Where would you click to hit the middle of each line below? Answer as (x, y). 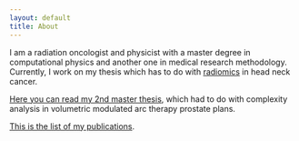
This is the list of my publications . (72, 126)
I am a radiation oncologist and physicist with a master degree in (130, 52)
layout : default (40, 18)
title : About (34, 26)
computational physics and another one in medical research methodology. (149, 62)
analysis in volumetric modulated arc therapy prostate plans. (123, 108)
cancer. (24, 81)
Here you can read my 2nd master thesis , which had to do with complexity (149, 99)
